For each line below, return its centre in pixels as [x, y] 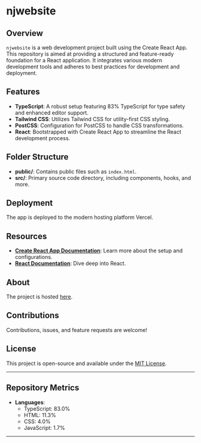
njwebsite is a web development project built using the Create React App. [97, 47]
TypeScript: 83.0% [47, 408]
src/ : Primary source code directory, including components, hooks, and [103, 177]
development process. [42, 138]
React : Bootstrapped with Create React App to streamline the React [98, 132]
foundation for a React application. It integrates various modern [84, 60]
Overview [25, 33]
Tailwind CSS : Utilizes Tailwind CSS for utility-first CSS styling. [92, 119]
